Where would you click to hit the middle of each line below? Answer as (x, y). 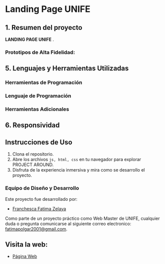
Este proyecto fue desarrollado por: (41, 199)
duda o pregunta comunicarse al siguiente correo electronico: (68, 223)
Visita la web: (27, 244)
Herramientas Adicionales (37, 109)
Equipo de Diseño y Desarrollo (42, 188)
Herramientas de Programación (44, 83)
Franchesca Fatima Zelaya (39, 209)
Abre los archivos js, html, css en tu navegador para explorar (77, 160)
